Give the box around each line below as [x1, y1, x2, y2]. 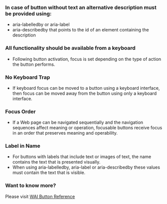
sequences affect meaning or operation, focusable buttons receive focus [12, 125, 163, 131]
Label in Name [5, 143, 41, 150]
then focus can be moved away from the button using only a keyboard [12, 90, 157, 96]
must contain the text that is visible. [12, 170, 86, 176]
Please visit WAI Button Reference [5, 194, 75, 200]
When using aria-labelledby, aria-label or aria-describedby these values [12, 164, 161, 171]
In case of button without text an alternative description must [5, 4, 157, 11]
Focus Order [5, 108, 36, 115]
